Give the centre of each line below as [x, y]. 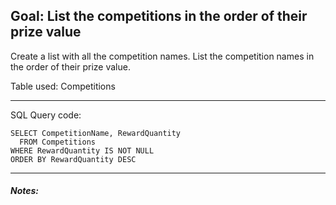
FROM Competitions [58, 142]
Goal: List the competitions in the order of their [159, 16]
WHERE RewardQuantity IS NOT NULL [82, 150]
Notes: [25, 191]
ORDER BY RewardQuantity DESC [73, 159]
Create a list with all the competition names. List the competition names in [162, 56]
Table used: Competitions [63, 86]
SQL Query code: [46, 115]
